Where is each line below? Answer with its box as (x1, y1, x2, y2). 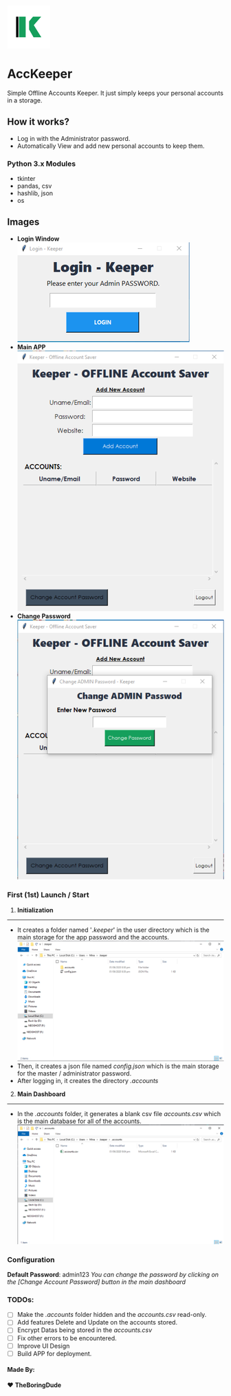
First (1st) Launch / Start (7, 890, 89, 899)
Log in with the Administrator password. (16, 134, 131, 142)
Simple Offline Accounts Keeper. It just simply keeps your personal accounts (7, 89, 223, 97)
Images (7, 216, 40, 228)
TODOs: (7, 1295, 34, 1305)
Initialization (16, 906, 54, 914)
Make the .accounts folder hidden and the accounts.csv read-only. (16, 1311, 207, 1319)
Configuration (7, 1254, 55, 1264)
